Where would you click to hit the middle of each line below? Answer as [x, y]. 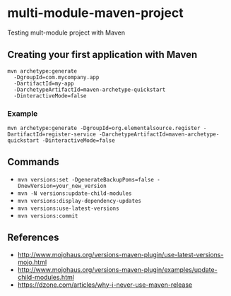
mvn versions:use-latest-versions [68, 208]
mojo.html [32, 262]
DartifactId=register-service [52, 135]
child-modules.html [46, 277]
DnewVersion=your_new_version [62, 186]
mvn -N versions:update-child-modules [75, 193]
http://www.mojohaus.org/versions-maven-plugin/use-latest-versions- [120, 254]
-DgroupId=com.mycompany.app [57, 77]
